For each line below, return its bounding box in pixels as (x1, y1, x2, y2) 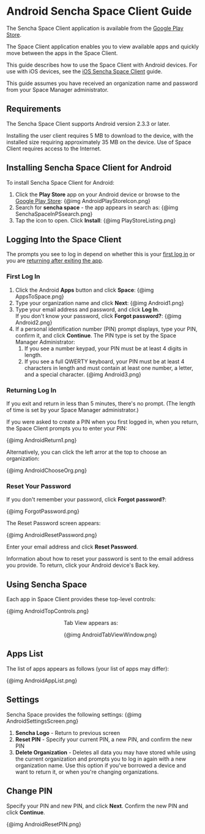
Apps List (6, 649, 43, 659)
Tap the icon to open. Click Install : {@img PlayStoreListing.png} (15, 216, 176, 224)
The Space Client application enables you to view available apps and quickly (6, 43, 199, 50)
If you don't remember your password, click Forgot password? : (6, 496, 167, 503)
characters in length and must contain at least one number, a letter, (24, 364, 194, 371)
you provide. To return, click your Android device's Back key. (6, 561, 160, 569)
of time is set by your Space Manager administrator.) (6, 406, 139, 413)
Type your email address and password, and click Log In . (15, 306, 160, 313)
